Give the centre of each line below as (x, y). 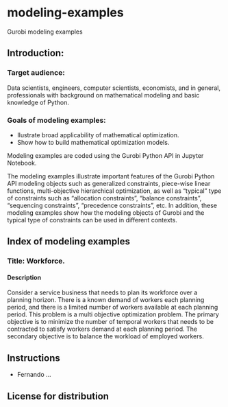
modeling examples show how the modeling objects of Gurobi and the (106, 212)
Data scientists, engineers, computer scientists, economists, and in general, (114, 88)
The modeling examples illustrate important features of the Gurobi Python (111, 176)
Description (24, 277)
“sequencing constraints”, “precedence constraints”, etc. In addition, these (112, 205)
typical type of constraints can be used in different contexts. (92, 220)
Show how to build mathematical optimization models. (93, 142)
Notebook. (22, 163)
